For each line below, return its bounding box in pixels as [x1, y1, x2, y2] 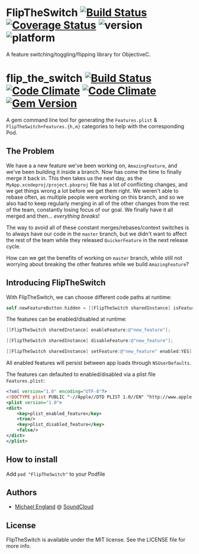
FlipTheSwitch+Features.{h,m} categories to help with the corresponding [6, 122, 185, 130]
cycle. [6, 243, 21, 250]
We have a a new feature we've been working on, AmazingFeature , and [6, 162, 178, 169]
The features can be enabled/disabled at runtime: [6, 316, 127, 323]
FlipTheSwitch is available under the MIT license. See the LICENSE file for [6, 536, 185, 543]
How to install [6, 454, 58, 465]
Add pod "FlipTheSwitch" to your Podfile [6, 470, 105, 477]
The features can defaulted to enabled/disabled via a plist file [6, 371, 156, 378]
